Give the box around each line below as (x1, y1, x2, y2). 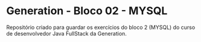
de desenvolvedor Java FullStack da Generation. (6, 30, 127, 37)
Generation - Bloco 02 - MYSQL (6, 4, 168, 18)
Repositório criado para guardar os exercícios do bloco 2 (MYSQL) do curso (6, 24, 196, 31)
